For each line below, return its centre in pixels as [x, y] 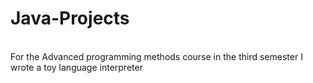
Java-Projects [70, 18]
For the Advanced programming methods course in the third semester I [156, 56]
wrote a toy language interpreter [76, 67]
